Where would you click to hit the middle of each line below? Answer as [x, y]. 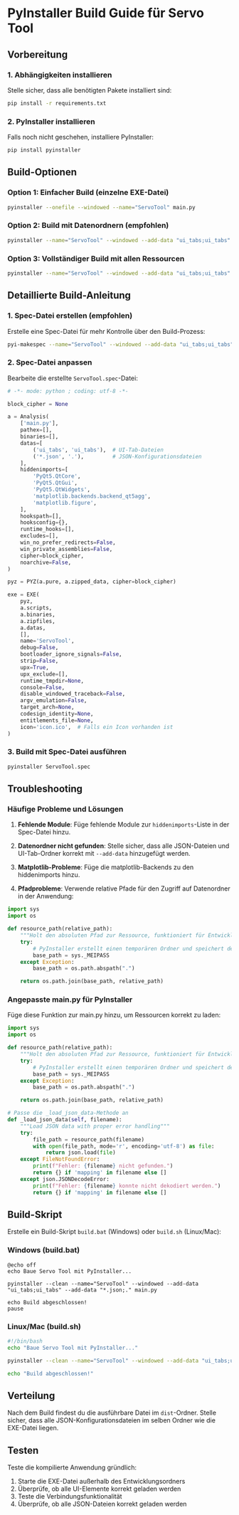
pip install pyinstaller [44, 150]
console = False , [43, 687]
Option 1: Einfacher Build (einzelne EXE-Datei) [88, 192]
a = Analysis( [28, 417]
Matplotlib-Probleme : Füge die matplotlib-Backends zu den [106, 867]
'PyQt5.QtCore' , [57, 476]
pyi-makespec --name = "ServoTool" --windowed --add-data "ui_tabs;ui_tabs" [121, 344]
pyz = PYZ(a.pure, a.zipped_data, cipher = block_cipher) [92, 582]
